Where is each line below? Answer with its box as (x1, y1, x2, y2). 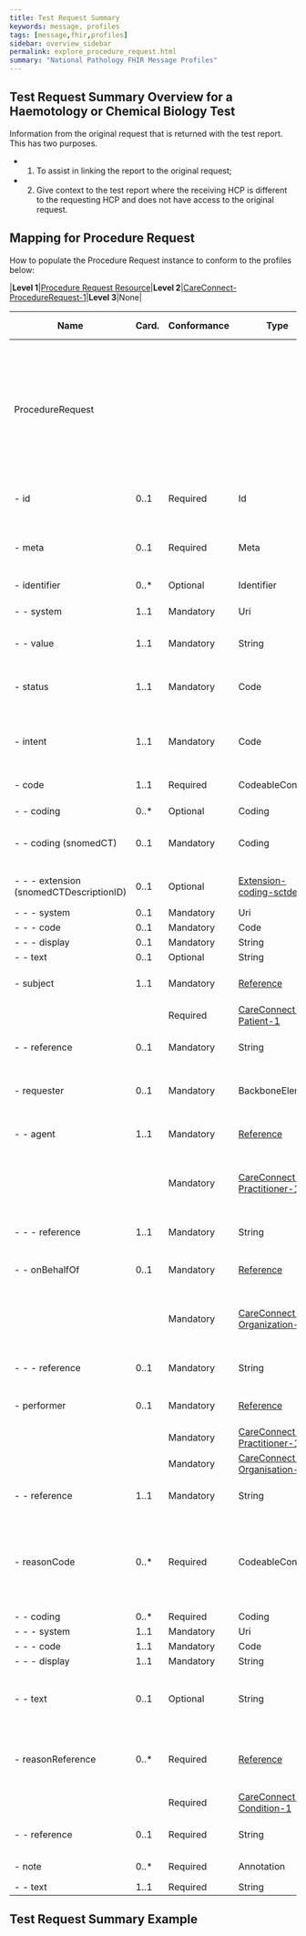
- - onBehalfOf (14, 1263, 80, 1276)
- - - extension (14, 874, 82, 886)
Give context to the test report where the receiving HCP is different (36, 184, 288, 195)
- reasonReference (14, 1753, 97, 1765)
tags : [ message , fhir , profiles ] (9, 30, 128, 39)
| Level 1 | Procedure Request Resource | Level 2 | (9, 282, 184, 293)
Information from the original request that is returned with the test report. (9, 128, 283, 139)
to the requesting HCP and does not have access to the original (36, 194, 275, 205)
